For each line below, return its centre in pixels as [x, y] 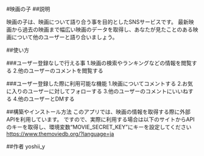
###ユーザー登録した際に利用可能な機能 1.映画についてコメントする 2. [94, 83]
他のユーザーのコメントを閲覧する [61, 71]
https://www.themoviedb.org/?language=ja [60, 134]
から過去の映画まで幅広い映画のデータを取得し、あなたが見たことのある [102, 30]
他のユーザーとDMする [46, 99]
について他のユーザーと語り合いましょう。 [65, 37]
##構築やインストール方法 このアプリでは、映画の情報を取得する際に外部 [98, 112]
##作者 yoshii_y [26, 146]
